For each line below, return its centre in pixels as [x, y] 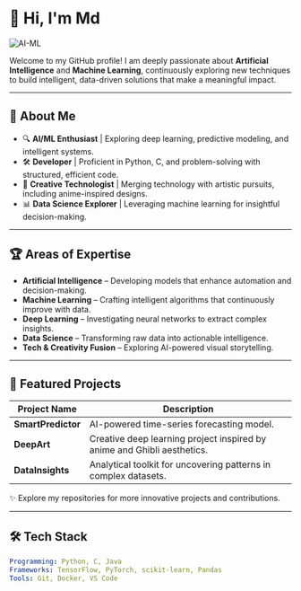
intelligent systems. [58, 151]
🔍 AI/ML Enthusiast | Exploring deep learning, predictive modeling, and [155, 138]
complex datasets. [128, 476]
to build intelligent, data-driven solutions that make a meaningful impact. [143, 79]
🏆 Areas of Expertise [70, 255]
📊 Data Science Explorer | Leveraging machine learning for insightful [151, 203]
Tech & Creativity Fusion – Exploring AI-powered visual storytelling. [148, 347]
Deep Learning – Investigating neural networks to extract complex [144, 319]
